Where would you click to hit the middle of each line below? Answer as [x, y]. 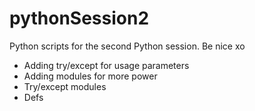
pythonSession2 [79, 18]
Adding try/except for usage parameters [106, 65]
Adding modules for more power [90, 76]
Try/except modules [65, 86]
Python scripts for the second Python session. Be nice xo [127, 46]
